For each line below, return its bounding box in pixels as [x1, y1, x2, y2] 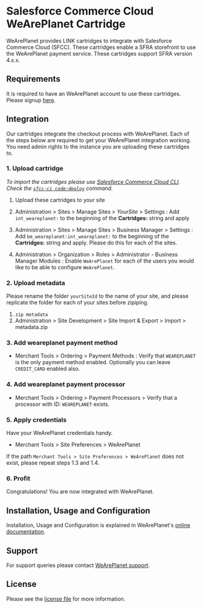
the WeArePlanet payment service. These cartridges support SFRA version [6, 50, 192, 57]
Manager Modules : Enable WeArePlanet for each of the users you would [15, 257, 195, 264]
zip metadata [15, 312, 48, 318]
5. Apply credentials [6, 416, 67, 424]
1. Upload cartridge [6, 165, 64, 173]
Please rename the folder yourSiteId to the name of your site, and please [6, 292, 189, 300]
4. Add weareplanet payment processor [6, 380, 126, 388]
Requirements [6, 74, 60, 84]
